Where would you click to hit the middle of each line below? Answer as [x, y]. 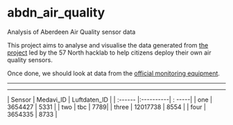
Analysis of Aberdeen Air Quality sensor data [71, 32]
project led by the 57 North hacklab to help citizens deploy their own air [109, 52]
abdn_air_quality [56, 13]
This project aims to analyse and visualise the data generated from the [108, 45]
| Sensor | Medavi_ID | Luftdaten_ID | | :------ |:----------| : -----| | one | [110, 99]
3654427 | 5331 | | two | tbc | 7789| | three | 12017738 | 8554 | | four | [107, 107]
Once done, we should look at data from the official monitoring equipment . [114, 73]
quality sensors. [30, 59]
